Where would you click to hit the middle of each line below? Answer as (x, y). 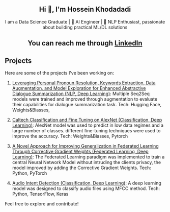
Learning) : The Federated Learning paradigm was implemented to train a (88, 157)
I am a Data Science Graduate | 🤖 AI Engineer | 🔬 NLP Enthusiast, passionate (85, 21)
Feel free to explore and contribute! (42, 204)
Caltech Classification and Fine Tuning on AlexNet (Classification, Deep (87, 120)
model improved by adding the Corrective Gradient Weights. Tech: (81, 168)
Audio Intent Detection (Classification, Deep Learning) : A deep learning (87, 183)
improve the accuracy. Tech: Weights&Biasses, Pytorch (70, 136)
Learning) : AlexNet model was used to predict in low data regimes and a (88, 125)
